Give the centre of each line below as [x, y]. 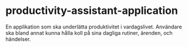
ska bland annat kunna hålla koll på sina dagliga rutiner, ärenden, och [89, 32]
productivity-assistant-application [92, 11]
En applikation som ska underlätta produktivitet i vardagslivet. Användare [94, 27]
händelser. [18, 39]
